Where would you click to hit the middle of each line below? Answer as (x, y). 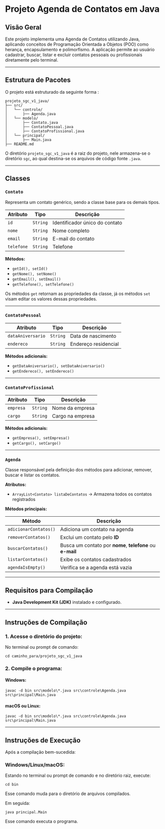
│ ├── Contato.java (31, 122)
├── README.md (20, 144)
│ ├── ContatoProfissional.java (45, 131)
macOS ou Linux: (23, 706)
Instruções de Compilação (46, 622)
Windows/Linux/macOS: (35, 764)
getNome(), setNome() (34, 274)
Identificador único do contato (87, 223)
